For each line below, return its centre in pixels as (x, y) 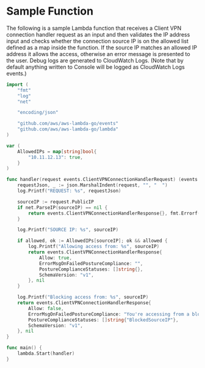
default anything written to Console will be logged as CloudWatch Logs (95, 67)
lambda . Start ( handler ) (46, 354)
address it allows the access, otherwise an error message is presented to (98, 54)
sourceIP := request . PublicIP (56, 202)
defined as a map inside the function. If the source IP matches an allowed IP (102, 48)
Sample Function (50, 11)
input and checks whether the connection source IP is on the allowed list (98, 41)
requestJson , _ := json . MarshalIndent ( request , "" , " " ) (92, 185)
